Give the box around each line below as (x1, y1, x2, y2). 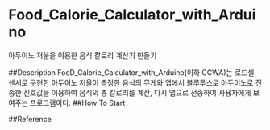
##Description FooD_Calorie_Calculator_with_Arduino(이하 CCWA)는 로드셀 (8, 67, 255, 78)
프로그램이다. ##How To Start (29, 98, 126, 107)
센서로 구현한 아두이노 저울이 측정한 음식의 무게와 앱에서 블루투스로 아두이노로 (8, 78, 254, 87)
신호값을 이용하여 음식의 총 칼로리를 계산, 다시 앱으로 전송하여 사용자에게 (23, 87, 251, 98)
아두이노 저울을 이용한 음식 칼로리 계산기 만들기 (8, 50, 157, 60)
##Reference (8, 114, 52, 124)
